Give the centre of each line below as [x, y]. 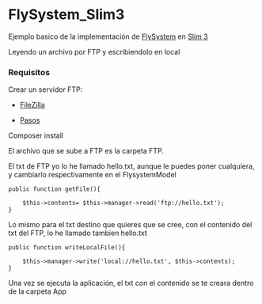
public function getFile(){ [55, 189]
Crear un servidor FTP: [46, 89]
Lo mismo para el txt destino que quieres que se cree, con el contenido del [130, 225]
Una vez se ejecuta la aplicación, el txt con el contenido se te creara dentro [131, 283]
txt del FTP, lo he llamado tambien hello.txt [78, 233]
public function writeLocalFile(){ [67, 248]
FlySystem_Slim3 [66, 15]
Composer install [36, 135]
